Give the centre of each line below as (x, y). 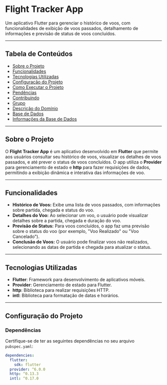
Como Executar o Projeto (38, 87)
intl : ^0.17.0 (24, 379)
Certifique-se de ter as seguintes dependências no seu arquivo (70, 341)
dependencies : (20, 355)
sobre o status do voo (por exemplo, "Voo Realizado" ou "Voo (76, 231)
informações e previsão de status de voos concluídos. (61, 33)
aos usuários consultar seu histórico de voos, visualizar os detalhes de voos (83, 157)
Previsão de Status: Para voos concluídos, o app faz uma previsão (81, 226)
